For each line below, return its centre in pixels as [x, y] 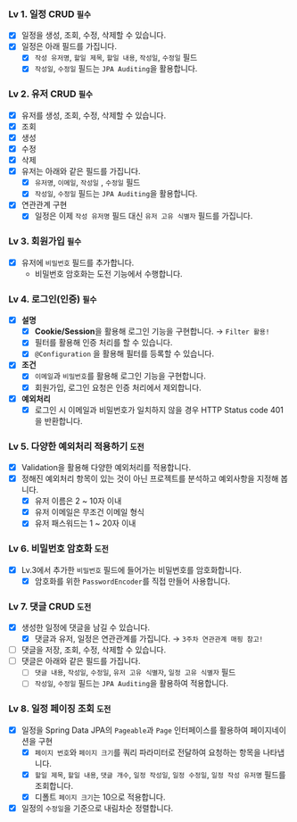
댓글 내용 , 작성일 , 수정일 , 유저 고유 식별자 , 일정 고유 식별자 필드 [135, 672]
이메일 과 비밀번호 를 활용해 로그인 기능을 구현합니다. [120, 376]
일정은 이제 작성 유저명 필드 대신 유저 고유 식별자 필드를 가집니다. [144, 216]
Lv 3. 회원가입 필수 [45, 241]
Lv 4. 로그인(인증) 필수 [53, 299]
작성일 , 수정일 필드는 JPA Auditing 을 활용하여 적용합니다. [132, 684]
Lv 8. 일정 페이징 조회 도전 [60, 709]
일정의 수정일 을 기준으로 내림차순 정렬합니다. [97, 808]
